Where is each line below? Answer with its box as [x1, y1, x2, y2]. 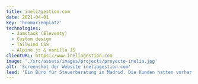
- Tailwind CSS [11, 42, 49, 48]
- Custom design [11, 36, 52, 42]
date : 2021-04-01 [6, 14, 49, 20]
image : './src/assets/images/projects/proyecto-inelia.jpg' [6, 58, 158, 64]
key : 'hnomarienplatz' [6, 20, 62, 25]
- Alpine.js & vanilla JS [11, 47, 76, 53]
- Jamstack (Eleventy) [11, 31, 68, 37]
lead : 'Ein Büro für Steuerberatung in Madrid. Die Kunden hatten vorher [6, 69, 193, 75]
